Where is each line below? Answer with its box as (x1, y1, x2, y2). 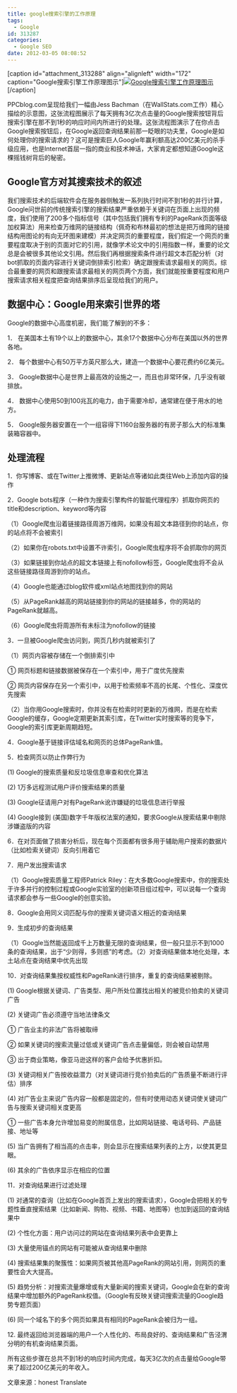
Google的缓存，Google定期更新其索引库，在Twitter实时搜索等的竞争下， (7, 714, 218, 722)
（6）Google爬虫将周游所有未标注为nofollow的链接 (7, 621, 157, 630)
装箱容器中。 (7, 429, 44, 437)
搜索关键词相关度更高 (19, 1103, 82, 1111)
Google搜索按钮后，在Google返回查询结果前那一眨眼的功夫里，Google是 (7, 127, 219, 135)
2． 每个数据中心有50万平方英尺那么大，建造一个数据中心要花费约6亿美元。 (7, 357, 229, 366)
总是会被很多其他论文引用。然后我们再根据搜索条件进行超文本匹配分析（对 (7, 249, 224, 258)
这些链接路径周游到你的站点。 (7, 567, 94, 576)
